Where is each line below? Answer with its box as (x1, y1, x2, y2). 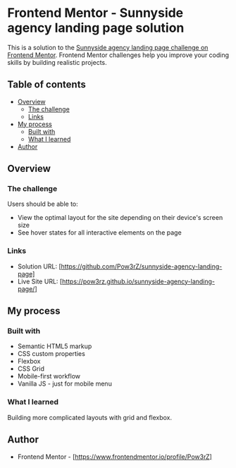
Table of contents (7, 79, 86, 91)
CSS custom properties (17, 350, 86, 358)
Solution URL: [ (17, 262, 61, 271)
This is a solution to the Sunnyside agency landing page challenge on (7, 43, 209, 51)
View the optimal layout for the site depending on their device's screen (17, 214, 223, 222)
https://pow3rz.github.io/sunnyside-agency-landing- (62, 277, 216, 285)
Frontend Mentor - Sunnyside (7, 5, 184, 21)
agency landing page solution (7, 20, 185, 36)
